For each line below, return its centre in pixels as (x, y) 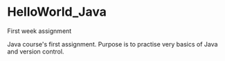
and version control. (36, 51)
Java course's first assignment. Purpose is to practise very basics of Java (112, 44)
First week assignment (39, 31)
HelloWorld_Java (57, 12)
